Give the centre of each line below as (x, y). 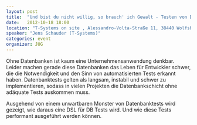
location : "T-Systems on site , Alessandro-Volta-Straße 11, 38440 (90, 28)
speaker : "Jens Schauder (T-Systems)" (53, 33)
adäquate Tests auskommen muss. (48, 92)
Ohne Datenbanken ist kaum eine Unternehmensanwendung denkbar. (90, 61)
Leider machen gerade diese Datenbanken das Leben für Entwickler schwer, (98, 67)
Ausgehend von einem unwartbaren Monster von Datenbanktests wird (91, 103)
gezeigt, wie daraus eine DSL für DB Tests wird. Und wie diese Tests (89, 110)
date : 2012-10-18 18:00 (38, 22)
